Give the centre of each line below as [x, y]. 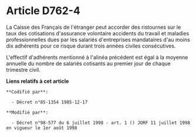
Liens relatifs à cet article [38, 81]
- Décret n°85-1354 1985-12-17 [50, 102]
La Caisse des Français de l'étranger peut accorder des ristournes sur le [94, 27]
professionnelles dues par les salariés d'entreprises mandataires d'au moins [98, 39]
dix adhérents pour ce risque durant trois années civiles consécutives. [91, 46]
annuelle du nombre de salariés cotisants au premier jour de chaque [89, 64]
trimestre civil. [23, 69]
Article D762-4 [43, 11]
